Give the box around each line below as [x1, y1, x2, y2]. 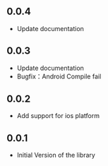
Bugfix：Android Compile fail [16, 72, 102, 81]
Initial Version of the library [16, 151, 96, 160]
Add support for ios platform [16, 112, 100, 120]
